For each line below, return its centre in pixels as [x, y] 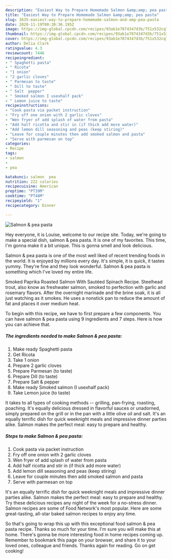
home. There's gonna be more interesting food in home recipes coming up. [84, 534]
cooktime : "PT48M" [25, 196]
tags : [11, 153]
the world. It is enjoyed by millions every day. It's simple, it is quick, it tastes [85, 261]
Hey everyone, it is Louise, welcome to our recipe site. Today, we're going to [86, 235]
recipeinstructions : [27, 106]
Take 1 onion [26, 360]
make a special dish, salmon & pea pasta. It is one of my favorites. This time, [86, 240]
